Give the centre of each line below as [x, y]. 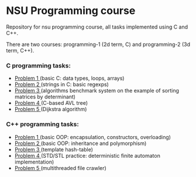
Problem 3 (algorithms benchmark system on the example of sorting [97, 91]
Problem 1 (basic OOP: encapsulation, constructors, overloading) [93, 137]
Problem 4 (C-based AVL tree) [51, 103]
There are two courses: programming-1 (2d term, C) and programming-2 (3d [98, 44]
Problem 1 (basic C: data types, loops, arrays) [69, 78]
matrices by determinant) [45, 97]
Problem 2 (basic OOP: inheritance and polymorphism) [80, 143]
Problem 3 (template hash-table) [54, 149]
